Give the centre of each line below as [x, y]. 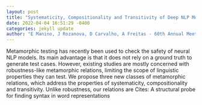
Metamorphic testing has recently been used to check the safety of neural [98, 51]
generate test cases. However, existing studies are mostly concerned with [98, 64]
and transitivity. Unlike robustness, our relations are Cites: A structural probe [101, 89]
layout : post [23, 12]
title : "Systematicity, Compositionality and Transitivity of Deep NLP [98, 17]
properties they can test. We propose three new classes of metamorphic [96, 77]
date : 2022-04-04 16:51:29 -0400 [48, 23]
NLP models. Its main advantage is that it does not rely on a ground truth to [99, 58]
